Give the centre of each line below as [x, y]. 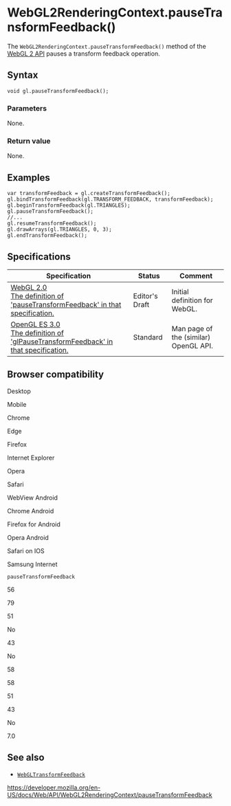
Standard [148, 337]
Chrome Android [31, 511]
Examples [29, 178]
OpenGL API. [192, 346]
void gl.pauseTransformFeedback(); [58, 91]
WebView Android [33, 497]
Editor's [145, 295]
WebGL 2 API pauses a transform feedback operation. [84, 54]
